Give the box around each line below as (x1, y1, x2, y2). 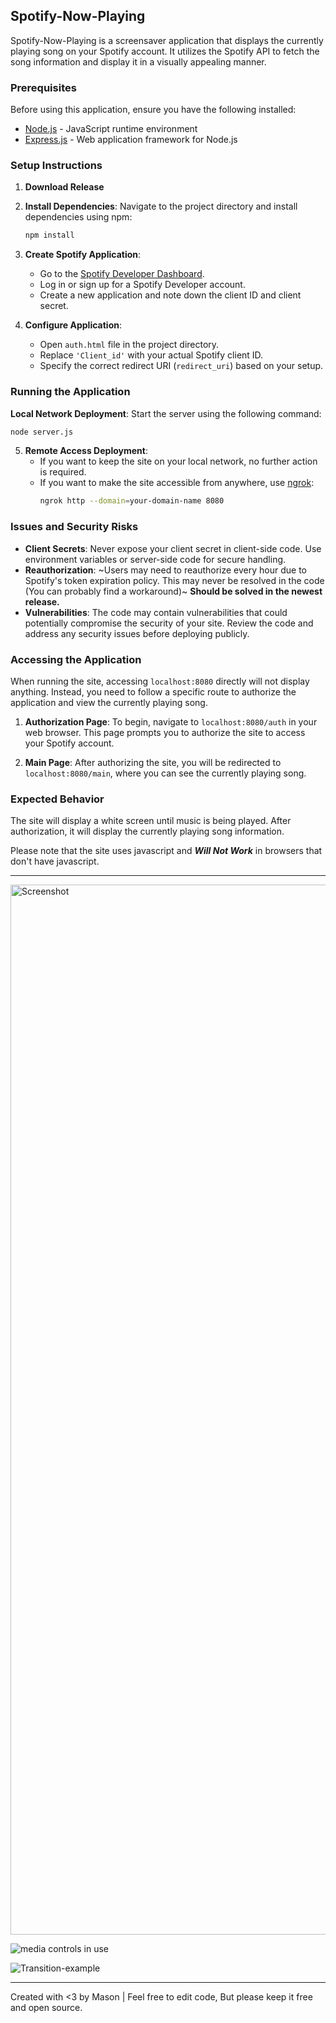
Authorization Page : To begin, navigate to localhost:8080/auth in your (24, 715, 318, 728)
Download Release (24, 181, 105, 193)
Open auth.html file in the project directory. (39, 339, 220, 351)
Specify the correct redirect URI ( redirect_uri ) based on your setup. (39, 360, 324, 372)
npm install (24, 230, 75, 241)
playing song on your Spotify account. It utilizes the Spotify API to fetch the (10, 45, 320, 57)
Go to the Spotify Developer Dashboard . (39, 268, 205, 280)
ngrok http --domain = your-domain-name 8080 (39, 496, 225, 506)
